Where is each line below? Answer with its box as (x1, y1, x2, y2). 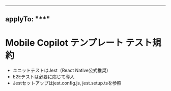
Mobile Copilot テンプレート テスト (5, 37, 153, 48)
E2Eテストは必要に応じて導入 (12, 74, 75, 80)
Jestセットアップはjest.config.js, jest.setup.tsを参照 (12, 80, 122, 86)
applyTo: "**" (5, 15, 50, 23)
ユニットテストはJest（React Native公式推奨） (12, 67, 111, 74)
